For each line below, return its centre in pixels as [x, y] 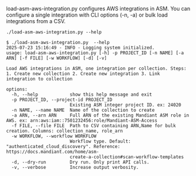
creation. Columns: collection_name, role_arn [65, 131]
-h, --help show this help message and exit [82, 95]
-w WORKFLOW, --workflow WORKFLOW [54, 136]
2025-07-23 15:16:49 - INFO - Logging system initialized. [81, 48]
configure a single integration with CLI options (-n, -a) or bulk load [87, 15]
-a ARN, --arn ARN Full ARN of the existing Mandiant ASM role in [100, 115]
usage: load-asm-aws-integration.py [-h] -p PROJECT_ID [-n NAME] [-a [95, 53]
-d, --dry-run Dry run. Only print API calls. [81, 162]
